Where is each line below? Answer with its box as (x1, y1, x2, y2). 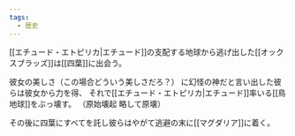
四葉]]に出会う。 (66, 57, 126, 68)
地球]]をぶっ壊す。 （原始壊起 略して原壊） (9, 98, 166, 109)
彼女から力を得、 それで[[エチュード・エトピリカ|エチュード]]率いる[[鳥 (24, 87, 286, 98)
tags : (9, 12, 29, 22)
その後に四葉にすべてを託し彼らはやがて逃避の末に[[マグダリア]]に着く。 (9, 117, 276, 128)
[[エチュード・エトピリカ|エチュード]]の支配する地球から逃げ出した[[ (9, 46, 261, 57)
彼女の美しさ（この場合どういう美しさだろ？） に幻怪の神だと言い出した (9, 76, 275, 87)
